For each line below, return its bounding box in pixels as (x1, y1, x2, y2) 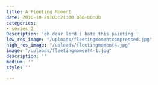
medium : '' (6, 59, 34, 65)
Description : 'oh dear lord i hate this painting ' (6, 31, 139, 37)
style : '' (6, 64, 31, 71)
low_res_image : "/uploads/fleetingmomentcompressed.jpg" (6, 37, 153, 42)
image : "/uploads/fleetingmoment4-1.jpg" (6, 48, 112, 54)
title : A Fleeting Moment (6, 8, 71, 15)
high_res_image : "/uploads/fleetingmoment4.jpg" (6, 42, 131, 48)
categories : (6, 20, 36, 26)
